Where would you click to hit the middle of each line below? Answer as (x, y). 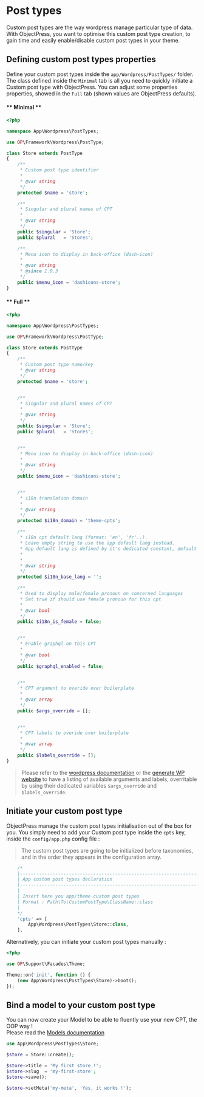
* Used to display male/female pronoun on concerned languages (101, 594)
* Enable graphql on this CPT (58, 644)
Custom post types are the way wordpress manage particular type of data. (100, 27)
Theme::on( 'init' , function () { (49, 975)
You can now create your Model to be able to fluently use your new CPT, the (102, 1020)
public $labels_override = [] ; (57, 755)
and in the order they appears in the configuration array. (91, 857)
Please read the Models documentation (56, 1033)
